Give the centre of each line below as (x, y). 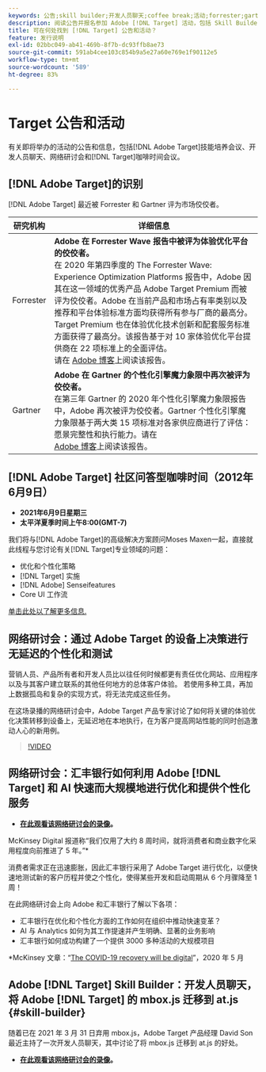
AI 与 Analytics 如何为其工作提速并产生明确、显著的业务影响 (117, 930)
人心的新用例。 (39, 731)
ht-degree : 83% (33, 75)
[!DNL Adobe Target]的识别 (76, 184)
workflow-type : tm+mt (44, 60)
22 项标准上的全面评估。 (125, 348)
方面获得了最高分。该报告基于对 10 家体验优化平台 (148, 336)
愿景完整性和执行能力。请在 (106, 435)
